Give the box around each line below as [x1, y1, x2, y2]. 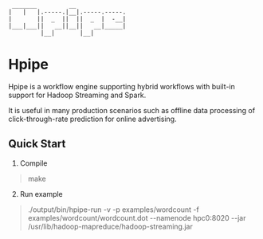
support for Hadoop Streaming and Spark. [8, 90, 147, 100]
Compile [19, 158, 48, 168]
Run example [19, 189, 64, 198]
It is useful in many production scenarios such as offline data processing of [8, 105, 256, 115]
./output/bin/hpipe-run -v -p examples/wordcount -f [27, 205, 199, 214]
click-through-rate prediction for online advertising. [8, 114, 177, 123]
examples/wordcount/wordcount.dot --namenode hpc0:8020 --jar [27, 213, 246, 222]
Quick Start [8, 137, 66, 151]
